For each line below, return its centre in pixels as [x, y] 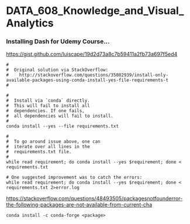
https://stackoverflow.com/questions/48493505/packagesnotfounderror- [94, 199]
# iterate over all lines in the [48, 147]
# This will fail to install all [48, 106]
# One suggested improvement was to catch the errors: [74, 178]
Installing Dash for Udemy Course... [58, 42]
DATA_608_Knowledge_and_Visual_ [95, 11]
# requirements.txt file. [39, 152]
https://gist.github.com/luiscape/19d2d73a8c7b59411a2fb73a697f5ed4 [92, 54]
